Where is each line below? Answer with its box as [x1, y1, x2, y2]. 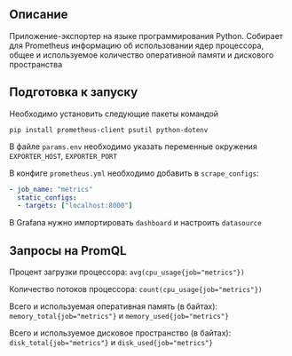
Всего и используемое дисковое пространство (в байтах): [9, 328, 232, 338]
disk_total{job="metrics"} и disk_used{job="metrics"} [9, 337, 213, 348]
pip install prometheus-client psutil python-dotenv [9, 125, 209, 134]
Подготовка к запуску [9, 84, 138, 100]
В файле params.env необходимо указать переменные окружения [9, 141, 257, 152]
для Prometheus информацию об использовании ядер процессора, [9, 40, 264, 51]
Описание [9, 7, 68, 22]
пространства [9, 59, 63, 69]
